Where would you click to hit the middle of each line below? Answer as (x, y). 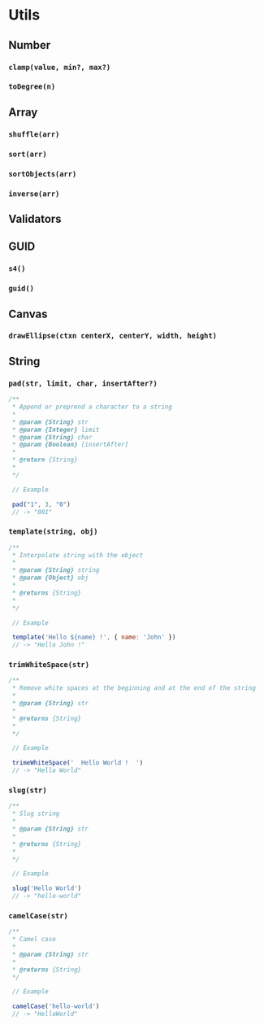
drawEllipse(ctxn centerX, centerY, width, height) (113, 336)
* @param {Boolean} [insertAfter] (70, 445)
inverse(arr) (34, 194)
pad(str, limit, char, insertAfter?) (83, 383)
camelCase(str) (39, 916)
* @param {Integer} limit (56, 430)
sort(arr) (28, 154)
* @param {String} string (56, 570)
